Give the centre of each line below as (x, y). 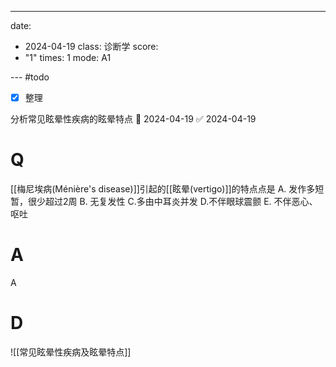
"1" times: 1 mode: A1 (68, 57)
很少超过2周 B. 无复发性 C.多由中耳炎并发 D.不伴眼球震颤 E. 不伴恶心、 (172, 201)
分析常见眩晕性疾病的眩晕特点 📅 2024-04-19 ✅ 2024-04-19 (133, 119)
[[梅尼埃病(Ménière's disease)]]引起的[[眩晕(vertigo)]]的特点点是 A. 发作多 (163, 189)
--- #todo (30, 77)
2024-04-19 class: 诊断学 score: (91, 46)
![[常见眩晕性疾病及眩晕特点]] (71, 352)
